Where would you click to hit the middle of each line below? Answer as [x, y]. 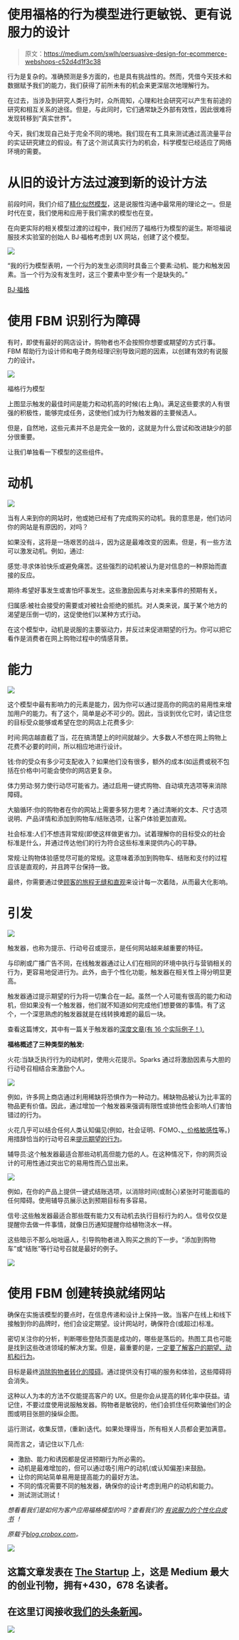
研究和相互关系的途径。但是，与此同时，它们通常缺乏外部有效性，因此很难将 [119, 109]
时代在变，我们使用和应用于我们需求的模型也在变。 [82, 213]
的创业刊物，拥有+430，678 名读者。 [91, 1585]
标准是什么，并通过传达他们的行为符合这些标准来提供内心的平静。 [104, 842]
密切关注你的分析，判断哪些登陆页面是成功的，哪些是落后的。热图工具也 [113, 1338]
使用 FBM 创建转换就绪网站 [86, 1293]
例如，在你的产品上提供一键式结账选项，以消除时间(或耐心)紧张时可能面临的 [119, 1191]
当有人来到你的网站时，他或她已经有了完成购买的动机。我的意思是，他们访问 [119, 517]
